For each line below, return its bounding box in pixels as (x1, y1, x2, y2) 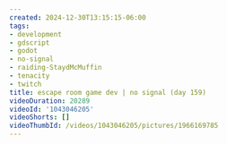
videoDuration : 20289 (9, 96, 91, 106)
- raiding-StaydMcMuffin (9, 64, 102, 72)
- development (9, 30, 63, 38)
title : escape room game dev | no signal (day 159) (9, 88, 206, 97)
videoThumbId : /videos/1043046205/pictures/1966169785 (9, 122, 219, 131)
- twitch (9, 80, 42, 89)
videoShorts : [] (9, 113, 70, 122)
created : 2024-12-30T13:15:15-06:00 (9, 13, 146, 22)
